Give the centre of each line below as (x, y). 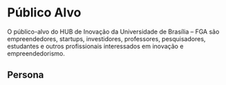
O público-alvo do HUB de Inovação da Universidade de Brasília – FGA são (113, 32)
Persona (26, 75)
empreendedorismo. (36, 53)
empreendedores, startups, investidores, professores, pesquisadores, (106, 38)
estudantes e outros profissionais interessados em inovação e (95, 46)
